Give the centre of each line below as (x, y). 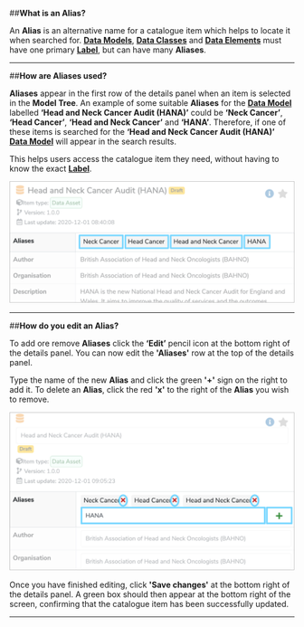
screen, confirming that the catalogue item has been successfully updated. (149, 603)
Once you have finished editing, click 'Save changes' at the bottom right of (150, 584)
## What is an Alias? (47, 13)
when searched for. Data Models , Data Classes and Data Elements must (146, 40)
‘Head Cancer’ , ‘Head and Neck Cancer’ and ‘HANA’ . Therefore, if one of (148, 122)
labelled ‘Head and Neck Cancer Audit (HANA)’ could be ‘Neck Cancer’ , (146, 113)
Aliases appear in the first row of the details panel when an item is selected (150, 93)
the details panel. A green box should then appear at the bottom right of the (150, 594)
